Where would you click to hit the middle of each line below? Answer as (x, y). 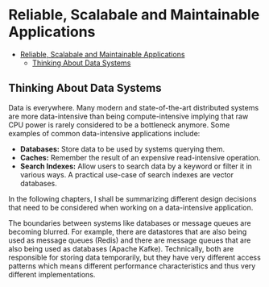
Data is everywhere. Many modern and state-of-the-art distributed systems (134, 107)
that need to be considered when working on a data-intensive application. (131, 207)
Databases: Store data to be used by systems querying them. (122, 149)
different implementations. (52, 274)
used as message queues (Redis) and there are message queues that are (130, 240)
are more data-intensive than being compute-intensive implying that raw (128, 116)
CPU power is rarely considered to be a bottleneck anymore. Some (119, 125)
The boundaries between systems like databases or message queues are (130, 223)
